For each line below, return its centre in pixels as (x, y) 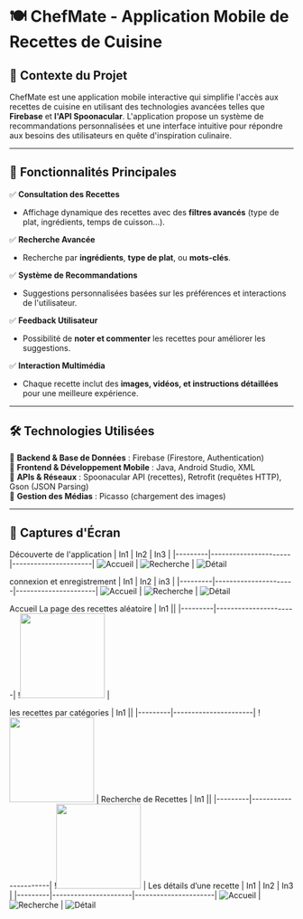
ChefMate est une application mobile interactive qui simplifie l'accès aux (144, 97)
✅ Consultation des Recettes (64, 194)
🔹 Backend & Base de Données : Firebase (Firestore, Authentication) (137, 458)
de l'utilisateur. (50, 302)
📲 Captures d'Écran (65, 533)
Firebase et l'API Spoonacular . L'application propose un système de (137, 116)
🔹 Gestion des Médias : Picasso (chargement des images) (118, 496)
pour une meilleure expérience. (80, 393)
